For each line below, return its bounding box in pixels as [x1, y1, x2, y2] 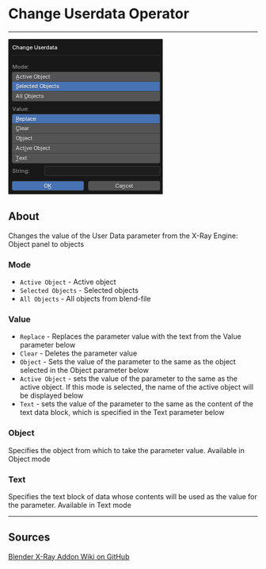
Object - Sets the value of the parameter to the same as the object [19, 357, 236, 367]
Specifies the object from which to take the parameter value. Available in [8, 445, 245, 455]
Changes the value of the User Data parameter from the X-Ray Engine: [8, 231, 238, 240]
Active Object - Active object [19, 277, 116, 286]
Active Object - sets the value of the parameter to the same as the [19, 374, 237, 383]
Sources [8, 531, 51, 544]
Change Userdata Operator [8, 5, 190, 23]
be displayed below [19, 390, 84, 401]
